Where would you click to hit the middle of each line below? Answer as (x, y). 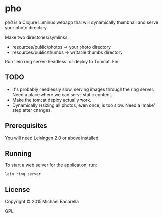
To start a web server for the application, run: (51, 165)
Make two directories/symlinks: (37, 37)
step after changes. (32, 110)
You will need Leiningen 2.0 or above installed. (53, 138)
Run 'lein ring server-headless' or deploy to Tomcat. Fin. (62, 61)
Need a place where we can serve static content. (62, 94)
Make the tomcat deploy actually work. (52, 100)
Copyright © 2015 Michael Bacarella (42, 202)
